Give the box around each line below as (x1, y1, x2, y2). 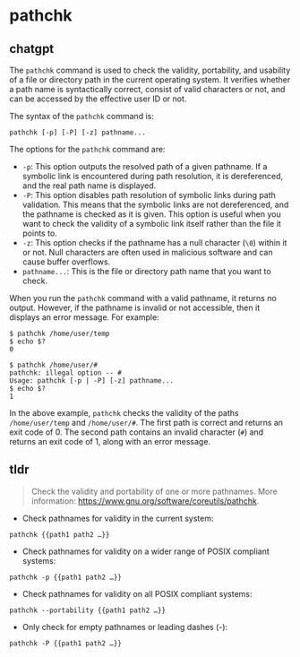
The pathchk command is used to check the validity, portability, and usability (9, 65, 291, 75)
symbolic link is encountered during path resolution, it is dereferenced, (21, 171, 284, 181)
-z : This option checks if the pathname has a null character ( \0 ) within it (21, 238, 287, 247)
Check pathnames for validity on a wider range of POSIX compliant (21, 546, 270, 557)
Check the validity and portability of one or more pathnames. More (30, 486, 278, 497)
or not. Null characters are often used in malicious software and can (21, 247, 273, 257)
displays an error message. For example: (9, 312, 159, 323)
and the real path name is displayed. (21, 180, 157, 191)
